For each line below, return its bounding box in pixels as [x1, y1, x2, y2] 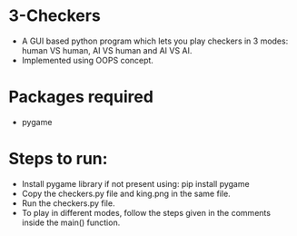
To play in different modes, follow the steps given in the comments [21, 207, 272, 218]
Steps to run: [8, 149, 108, 169]
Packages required [8, 87, 153, 107]
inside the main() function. [21, 217, 121, 228]
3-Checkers [8, 5, 101, 26]
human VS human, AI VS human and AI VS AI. [21, 44, 193, 55]
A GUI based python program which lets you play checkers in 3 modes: [21, 35, 289, 46]
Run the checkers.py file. [21, 197, 115, 209]
